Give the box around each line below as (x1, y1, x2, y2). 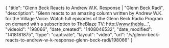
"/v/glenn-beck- (126, 32, 160, 37)
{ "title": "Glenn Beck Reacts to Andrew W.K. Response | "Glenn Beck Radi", (5, 5, 164, 11)
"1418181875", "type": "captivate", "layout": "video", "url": (5, 32, 126, 37)
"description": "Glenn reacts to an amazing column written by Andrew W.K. (5, 10, 163, 16)
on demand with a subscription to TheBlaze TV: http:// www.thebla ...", (5, 21, 151, 27)
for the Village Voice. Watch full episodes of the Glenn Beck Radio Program (5, 16, 163, 21)
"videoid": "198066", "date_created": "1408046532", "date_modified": (5, 26, 152, 32)
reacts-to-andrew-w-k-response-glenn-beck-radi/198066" (5, 37, 130, 43)
